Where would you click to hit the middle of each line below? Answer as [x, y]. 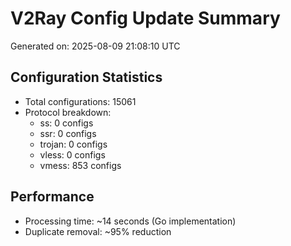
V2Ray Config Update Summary [145, 18]
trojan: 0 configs [73, 144]
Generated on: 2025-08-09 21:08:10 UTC [95, 46]
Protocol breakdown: [68, 112]
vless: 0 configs [72, 154]
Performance [52, 197]
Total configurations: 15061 [80, 101]
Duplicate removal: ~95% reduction [98, 231]
